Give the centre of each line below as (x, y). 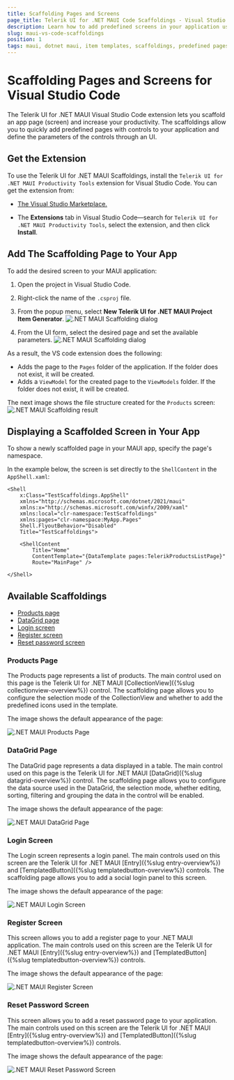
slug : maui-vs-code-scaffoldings (56, 33)
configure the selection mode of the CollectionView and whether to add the (115, 698)
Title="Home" (51, 550)
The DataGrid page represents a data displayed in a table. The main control (115, 765)
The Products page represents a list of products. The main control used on (114, 676)
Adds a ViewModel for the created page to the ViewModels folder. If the (116, 381)
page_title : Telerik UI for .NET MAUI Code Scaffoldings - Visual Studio (117, 20)
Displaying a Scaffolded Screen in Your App (104, 432)
